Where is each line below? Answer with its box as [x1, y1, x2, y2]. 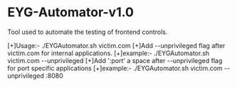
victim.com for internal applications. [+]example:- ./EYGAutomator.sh [7, 49, 210, 57]
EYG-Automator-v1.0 [7, 4, 134, 21]
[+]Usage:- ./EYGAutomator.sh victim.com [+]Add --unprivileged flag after [7, 41, 226, 50]
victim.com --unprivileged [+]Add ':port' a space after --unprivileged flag [7, 56, 223, 64]
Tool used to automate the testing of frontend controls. [7, 28, 168, 36]
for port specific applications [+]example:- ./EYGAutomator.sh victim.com [7, 64, 223, 72]
